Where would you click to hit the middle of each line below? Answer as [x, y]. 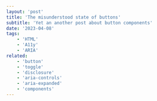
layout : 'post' [25, 12]
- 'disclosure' [36, 72]
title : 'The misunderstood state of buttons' [63, 17]
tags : [13, 34]
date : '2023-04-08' [30, 28]
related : [17, 56]
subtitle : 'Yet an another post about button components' [79, 23]
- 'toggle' [30, 67]
